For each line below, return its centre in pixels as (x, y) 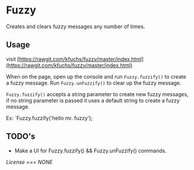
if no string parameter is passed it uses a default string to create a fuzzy (93, 100)
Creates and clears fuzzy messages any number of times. (75, 26)
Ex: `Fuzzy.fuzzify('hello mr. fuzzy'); (49, 118)
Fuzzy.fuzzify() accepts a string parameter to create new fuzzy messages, (97, 94)
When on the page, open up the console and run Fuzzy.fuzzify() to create (96, 76)
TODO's (21, 136)
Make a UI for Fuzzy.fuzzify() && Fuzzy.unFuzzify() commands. (90, 151)
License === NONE (30, 162)
